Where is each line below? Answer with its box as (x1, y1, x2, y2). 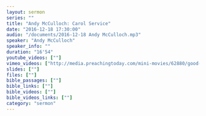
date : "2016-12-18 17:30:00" (6, 26, 81, 33)
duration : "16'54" (6, 49, 53, 55)
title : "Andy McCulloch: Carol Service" (6, 20, 112, 26)
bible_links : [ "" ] (6, 83, 53, 90)
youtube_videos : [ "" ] (6, 55, 62, 61)
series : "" (6, 15, 34, 21)
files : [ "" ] (6, 72, 37, 78)
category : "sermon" (6, 100, 56, 106)
